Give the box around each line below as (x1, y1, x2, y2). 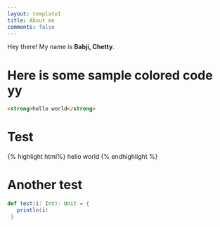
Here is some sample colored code (7, 67, 213, 83)
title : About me (7, 17, 55, 24)
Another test (7, 177, 83, 193)
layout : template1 (7, 10, 61, 18)
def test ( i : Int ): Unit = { (7, 200, 90, 207)
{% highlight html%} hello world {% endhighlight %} (7, 153, 158, 161)
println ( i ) (16, 207, 49, 214)
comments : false (7, 23, 55, 30)
